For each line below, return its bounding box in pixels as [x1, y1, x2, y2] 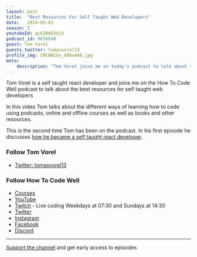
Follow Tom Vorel [6, 148, 56, 156]
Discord [14, 227, 34, 234]
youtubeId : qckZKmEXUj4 [6, 31, 64, 36]
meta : [6, 58, 19, 64]
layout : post [6, 8, 38, 15]
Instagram [14, 214, 39, 221]
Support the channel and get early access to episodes [6, 243, 137, 251]
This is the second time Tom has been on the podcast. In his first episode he [6, 127, 191, 134]
